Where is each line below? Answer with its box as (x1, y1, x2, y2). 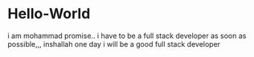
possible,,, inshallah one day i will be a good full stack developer (7, 39, 221, 48)
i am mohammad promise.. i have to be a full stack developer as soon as (7, 31, 247, 40)
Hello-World (7, 5, 91, 23)
